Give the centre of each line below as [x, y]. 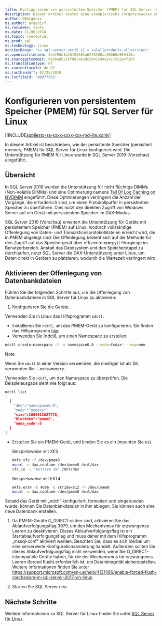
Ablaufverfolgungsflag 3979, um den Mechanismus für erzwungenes [81, 526]
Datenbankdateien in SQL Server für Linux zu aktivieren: [61, 297]
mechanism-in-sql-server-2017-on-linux [52, 578]
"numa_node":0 [28, 424]
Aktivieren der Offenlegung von [54, 273]
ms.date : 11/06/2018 [26, 32]
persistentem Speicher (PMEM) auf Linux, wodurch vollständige [68, 227]
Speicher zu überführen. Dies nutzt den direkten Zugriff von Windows [74, 207]
